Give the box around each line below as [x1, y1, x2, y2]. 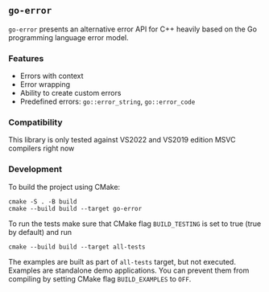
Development [8, 163, 63, 175]
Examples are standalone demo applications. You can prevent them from [8, 265, 250, 275]
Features [8, 52, 44, 64]
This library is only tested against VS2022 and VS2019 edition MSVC [8, 135, 236, 145]
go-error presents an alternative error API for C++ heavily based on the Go [8, 24, 258, 34]
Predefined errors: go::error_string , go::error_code [19, 97, 196, 106]
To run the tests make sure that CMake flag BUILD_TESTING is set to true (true [8, 219, 262, 228]
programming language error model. [8, 32, 129, 42]
